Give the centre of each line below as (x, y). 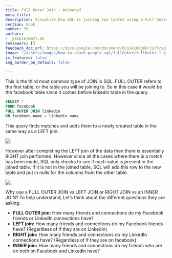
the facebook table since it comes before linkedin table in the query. (77, 92)
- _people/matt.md (25, 39)
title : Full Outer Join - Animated (43, 10)
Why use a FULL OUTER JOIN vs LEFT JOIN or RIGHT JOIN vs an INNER (82, 192)
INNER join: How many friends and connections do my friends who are (87, 245)
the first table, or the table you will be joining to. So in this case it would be (84, 87)
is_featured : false (26, 58)
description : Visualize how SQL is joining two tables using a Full (80, 19)
